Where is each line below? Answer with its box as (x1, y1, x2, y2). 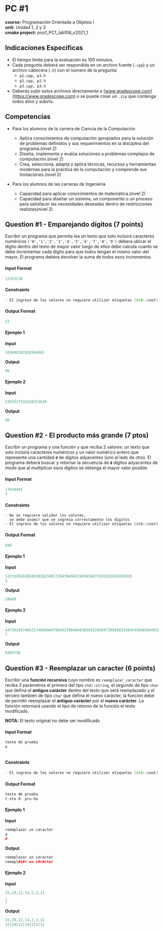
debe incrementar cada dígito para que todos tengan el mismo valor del (5, 249, 149, 255)
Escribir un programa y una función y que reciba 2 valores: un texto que (5, 444, 150, 450)
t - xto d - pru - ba (5, 796, 38, 801)
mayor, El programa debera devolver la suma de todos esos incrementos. (5, 254, 152, 260)
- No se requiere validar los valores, (5, 513, 86, 518)
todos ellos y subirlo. (12, 98, 55, 104)
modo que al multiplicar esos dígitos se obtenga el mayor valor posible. (5, 465, 148, 471)
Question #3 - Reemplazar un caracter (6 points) (5, 664, 156, 672)
